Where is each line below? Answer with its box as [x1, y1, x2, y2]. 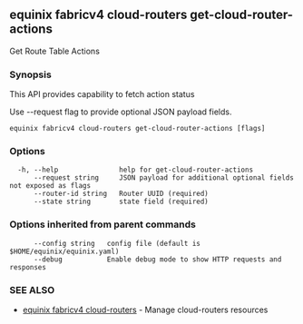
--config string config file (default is [33, 239, 201, 248]
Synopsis [9, 68, 52, 81]
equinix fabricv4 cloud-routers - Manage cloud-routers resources [22, 304, 269, 315]
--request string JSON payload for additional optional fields [33, 173, 295, 182]
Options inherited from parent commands [9, 218, 197, 231]
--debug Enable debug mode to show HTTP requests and [33, 254, 282, 264]
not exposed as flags [9, 182, 92, 191]
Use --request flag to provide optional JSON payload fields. [9, 106, 232, 117]
